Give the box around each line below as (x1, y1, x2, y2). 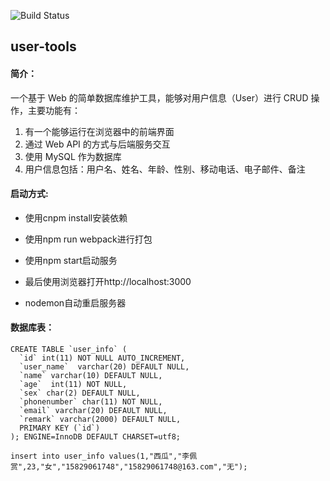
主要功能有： (27, 104, 81, 116)
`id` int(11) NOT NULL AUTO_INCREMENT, (19, 353, 186, 363)
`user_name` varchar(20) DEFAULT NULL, (19, 362, 190, 372)
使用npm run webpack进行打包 (24, 233, 153, 245)
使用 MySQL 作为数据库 (24, 150, 122, 162)
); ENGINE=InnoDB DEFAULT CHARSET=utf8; (10, 432, 182, 442)
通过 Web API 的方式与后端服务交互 (24, 138, 171, 150)
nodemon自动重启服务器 (24, 296, 127, 309)
